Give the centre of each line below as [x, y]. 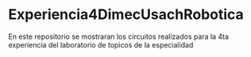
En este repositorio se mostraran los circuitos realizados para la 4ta [118, 36]
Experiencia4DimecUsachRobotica [126, 15]
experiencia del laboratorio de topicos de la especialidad [101, 44]
